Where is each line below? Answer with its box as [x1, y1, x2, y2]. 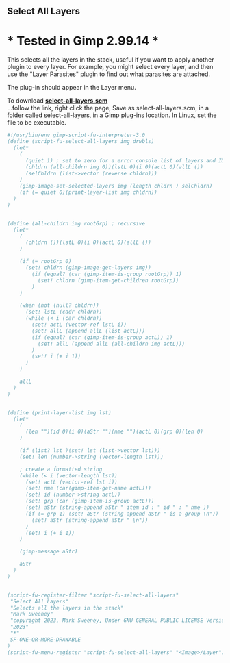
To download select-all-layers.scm [7, 97, 108, 105]
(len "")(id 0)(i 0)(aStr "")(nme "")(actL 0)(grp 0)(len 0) [25, 428, 204, 436]
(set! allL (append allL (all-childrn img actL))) [37, 340, 186, 347]
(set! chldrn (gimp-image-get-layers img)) [25, 264, 152, 271]
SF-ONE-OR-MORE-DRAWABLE [10, 636, 81, 643]
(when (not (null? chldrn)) [19, 302, 99, 309]
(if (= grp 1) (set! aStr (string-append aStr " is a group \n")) [25, 510, 219, 517]
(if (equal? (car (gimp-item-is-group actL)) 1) [31, 334, 173, 341]
